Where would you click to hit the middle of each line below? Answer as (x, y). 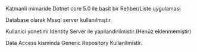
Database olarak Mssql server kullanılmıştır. (59, 20)
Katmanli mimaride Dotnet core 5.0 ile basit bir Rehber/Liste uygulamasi (93, 9)
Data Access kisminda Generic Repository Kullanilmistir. (74, 43)
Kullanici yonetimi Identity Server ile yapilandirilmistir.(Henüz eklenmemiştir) (98, 31)
